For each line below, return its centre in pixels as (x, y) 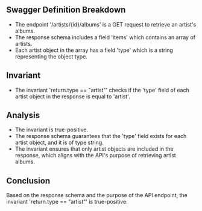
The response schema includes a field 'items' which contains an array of (105, 37)
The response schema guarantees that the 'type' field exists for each (101, 136)
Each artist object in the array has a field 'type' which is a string (94, 50)
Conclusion (28, 181)
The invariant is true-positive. (52, 130)
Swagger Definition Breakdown (66, 10)
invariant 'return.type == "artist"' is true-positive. (67, 202)
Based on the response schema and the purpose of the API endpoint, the (97, 195)
